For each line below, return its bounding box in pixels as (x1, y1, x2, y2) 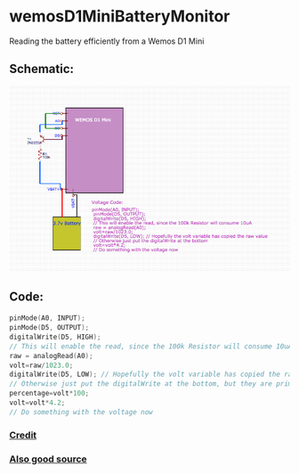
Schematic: (9, 61, 74, 77)
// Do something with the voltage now (9, 407, 153, 416)
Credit (9, 429, 37, 441)
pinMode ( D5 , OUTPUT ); (9, 323, 90, 332)
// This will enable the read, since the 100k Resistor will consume (9, 341, 273, 351)
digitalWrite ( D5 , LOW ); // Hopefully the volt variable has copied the (9, 370, 280, 380)
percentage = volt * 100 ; (9, 389, 90, 398)
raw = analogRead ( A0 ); (9, 351, 93, 360)
